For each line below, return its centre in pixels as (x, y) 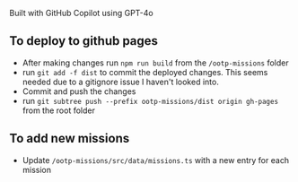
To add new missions (70, 139)
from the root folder (59, 110)
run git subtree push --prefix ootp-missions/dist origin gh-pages (150, 100)
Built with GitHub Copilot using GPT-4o (82, 13)
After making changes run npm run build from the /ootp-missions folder (155, 63)
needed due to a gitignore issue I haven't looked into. (121, 82)
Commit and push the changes (79, 91)
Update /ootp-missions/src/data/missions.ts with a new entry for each (156, 160)
